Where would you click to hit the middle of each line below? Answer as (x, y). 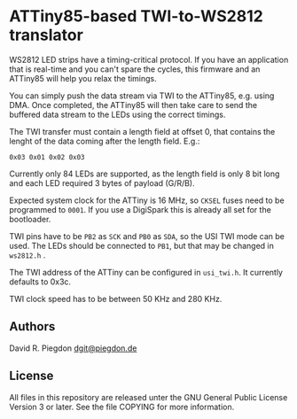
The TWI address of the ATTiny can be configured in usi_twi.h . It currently (146, 272)
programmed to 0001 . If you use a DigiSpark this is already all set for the (141, 209)
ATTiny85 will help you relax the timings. (83, 78)
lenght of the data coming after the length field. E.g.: (105, 141)
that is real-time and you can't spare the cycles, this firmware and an (135, 69)
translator (47, 35)
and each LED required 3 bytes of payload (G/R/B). (102, 182)
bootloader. (30, 219)
